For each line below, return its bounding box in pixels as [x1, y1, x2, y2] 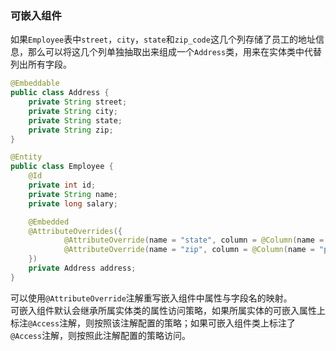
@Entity [10, 152, 43, 162]
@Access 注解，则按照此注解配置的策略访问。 [10, 329, 192, 341]
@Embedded [28, 217, 70, 227]
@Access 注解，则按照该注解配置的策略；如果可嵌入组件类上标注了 [28, 317, 297, 329]
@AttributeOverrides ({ [28, 226, 123, 236]
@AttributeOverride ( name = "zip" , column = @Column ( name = [63, 245, 315, 255]
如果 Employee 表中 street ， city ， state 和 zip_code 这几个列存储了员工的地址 [10, 33, 316, 46]
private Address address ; [28, 263, 137, 274]
